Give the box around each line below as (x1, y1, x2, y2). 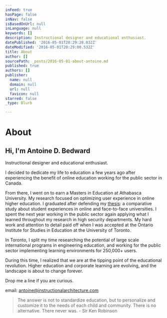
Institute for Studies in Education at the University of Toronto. (5, 227, 131, 233)
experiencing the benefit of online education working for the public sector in (5, 175, 162, 181)
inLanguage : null (5, 26, 41, 31)
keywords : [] (5, 31, 32, 36)
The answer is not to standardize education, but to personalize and (17, 297, 156, 303)
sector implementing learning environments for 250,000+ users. (5, 248, 137, 254)
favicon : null (9, 91, 39, 96)
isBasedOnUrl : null (5, 21, 46, 27)
